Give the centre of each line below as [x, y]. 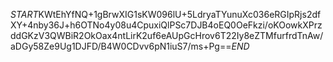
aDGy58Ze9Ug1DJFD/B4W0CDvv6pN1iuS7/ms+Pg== [121, 46]
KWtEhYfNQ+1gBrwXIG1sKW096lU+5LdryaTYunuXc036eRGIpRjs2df [180, 14]
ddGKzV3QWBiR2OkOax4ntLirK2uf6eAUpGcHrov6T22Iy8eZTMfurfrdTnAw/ [167, 35]
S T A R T [24, 14]
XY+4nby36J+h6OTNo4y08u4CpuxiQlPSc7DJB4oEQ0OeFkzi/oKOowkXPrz [166, 25]
